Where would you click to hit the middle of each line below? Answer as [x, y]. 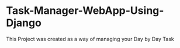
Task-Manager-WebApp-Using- [85, 11]
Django [24, 23]
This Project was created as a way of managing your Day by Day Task [90, 39]
